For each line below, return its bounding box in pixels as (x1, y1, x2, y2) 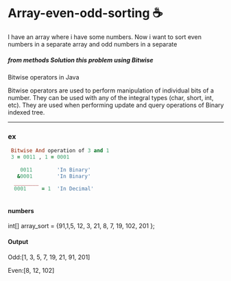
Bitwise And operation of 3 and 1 (10, 147, 110, 154)
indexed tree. (8, 108, 45, 117)
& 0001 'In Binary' (16, 173, 91, 180)
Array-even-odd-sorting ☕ (8, 5, 163, 21)
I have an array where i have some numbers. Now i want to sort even (8, 32, 202, 41)
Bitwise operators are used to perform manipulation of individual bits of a (8, 86, 215, 95)
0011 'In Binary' (20, 166, 91, 173)
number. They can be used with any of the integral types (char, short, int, (8, 93, 214, 101)
